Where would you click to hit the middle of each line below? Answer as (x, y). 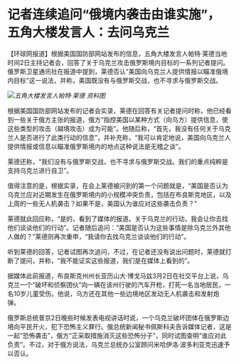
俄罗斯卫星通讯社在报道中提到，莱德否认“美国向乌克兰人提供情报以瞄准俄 (115, 71)
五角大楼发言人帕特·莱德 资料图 (60, 95)
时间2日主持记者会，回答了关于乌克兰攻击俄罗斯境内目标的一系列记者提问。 (118, 62)
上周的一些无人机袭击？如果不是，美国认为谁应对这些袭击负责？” (102, 203)
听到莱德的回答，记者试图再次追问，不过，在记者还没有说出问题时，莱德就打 (119, 251)
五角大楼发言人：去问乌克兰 (89, 32)
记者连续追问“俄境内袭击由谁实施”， (114, 15)
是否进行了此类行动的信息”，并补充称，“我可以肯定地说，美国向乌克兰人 (125, 137)
